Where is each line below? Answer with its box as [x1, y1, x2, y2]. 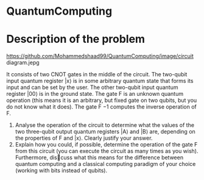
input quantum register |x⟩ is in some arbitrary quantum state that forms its [6, 77, 194, 85]
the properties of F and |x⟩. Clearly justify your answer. [15, 134, 153, 142]
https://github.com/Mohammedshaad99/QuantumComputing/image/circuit [6, 52, 194, 60]
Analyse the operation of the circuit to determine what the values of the [15, 121, 195, 129]
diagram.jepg [6, 59, 40, 67]
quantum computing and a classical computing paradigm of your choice [15, 160, 196, 168]
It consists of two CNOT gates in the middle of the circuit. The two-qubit [6, 71, 188, 78]
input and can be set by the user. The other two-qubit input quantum [6, 84, 178, 91]
